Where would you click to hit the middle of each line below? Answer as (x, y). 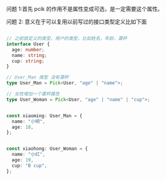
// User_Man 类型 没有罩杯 (38, 77)
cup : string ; (28, 61)
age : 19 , (23, 160)
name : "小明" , (28, 121)
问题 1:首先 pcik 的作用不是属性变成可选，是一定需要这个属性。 (85, 9)
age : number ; (28, 50)
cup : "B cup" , (29, 166)
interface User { (28, 44)
